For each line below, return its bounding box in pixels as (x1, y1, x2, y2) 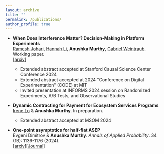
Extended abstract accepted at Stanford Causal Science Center (20, 66, 151, 72)
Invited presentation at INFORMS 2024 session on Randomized (20, 87, 150, 93)
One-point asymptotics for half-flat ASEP (12, 127, 100, 133)
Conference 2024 (20, 71, 57, 78)
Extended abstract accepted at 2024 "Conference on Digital (20, 77, 144, 83)
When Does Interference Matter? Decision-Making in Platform (12, 35, 144, 41)
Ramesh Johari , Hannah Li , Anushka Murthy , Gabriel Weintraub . (12, 46, 146, 52)
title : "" (5, 12, 26, 17)
